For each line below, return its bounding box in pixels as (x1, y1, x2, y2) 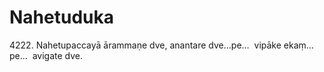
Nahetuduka (9, 6, 114, 29)
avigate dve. (32, 49, 84, 61)
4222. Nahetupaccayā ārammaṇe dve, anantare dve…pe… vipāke (9, 39, 282, 51)
